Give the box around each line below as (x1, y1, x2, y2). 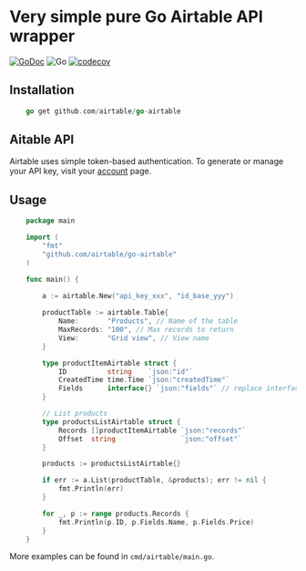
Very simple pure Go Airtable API (9, 6, 264, 27)
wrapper (9, 26, 76, 47)
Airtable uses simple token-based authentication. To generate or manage (9, 156, 284, 167)
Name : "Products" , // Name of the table (57, 317, 239, 326)
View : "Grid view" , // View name (57, 333, 209, 343)
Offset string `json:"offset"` (57, 434, 243, 443)
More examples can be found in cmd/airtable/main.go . (9, 551, 215, 562)
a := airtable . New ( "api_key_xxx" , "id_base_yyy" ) (42, 292, 234, 301)
